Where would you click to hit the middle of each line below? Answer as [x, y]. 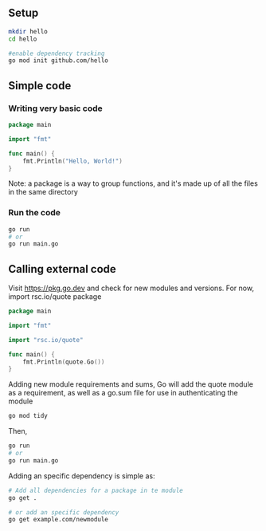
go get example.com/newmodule [59, 520]
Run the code [35, 213]
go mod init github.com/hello [59, 61]
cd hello [23, 39]
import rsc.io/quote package [55, 297]
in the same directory [43, 192]
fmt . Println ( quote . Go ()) [64, 362]
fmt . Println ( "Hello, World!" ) [73, 161]
